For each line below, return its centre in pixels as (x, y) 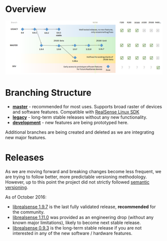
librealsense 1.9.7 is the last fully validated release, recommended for (84, 207)
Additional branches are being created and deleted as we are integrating (80, 132)
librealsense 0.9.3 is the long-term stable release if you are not (77, 228)
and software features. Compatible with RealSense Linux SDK (76, 112)
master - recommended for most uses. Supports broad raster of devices (87, 107)
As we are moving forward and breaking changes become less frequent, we (83, 172)
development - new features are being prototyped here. (70, 123)
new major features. (26, 138)
